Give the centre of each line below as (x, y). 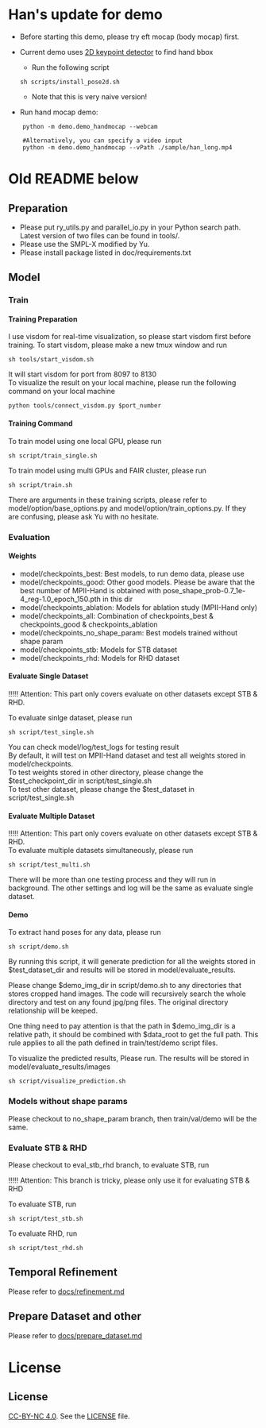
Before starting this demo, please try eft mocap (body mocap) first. (129, 37)
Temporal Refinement (63, 1272)
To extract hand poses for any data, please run (85, 932)
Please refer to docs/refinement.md (66, 1291)
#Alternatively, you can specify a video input (102, 141)
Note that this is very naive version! (89, 96)
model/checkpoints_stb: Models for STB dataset (98, 650)
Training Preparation (43, 318)
